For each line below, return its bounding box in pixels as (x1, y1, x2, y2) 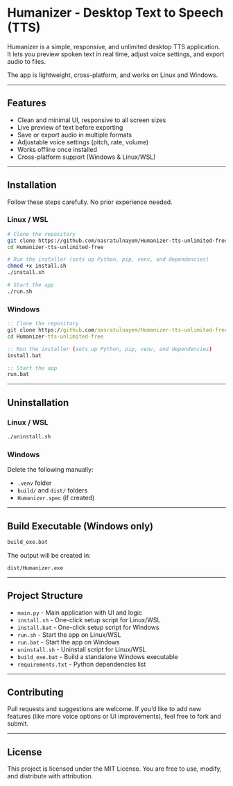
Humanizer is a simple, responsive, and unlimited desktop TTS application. (7, 42, 221, 51)
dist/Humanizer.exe (7, 564, 64, 572)
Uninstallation (7, 397, 69, 409)
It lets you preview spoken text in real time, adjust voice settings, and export (7, 50, 225, 58)
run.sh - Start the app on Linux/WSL (17, 630, 121, 639)
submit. (7, 719, 29, 728)
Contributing (7, 687, 64, 699)
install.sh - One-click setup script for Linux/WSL (17, 615, 161, 624)
